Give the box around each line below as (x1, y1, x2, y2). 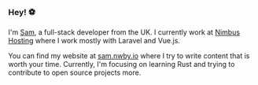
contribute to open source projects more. (8, 68, 142, 77)
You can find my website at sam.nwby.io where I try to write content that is (8, 51, 250, 61)
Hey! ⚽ (8, 6, 36, 17)
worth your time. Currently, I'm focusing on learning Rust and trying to (8, 60, 235, 69)
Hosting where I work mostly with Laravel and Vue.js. (8, 36, 181, 46)
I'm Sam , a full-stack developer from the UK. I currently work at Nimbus (8, 28, 241, 37)
